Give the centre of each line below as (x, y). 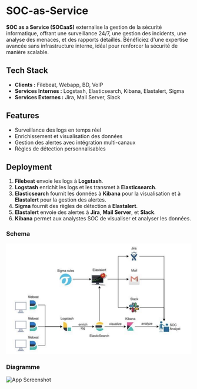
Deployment (29, 167)
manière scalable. (27, 52)
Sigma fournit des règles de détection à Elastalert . (76, 206)
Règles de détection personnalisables (60, 149)
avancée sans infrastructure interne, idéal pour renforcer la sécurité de (92, 46)
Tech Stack (27, 71)
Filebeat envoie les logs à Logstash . (59, 181)
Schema (18, 234)
